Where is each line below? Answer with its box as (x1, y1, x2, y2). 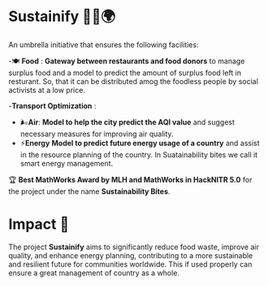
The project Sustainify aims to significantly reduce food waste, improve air (8, 242, 260, 252)
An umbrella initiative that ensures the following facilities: (8, 39, 199, 50)
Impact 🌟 (8, 215, 70, 234)
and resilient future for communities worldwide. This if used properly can (8, 259, 253, 269)
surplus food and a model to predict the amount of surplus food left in (8, 68, 242, 77)
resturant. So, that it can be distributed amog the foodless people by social (8, 76, 258, 86)
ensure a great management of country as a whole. (8, 267, 180, 278)
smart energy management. (19, 158, 114, 168)
